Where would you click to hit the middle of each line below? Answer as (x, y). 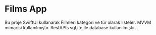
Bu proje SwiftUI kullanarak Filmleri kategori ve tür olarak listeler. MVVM (78, 22)
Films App (26, 9)
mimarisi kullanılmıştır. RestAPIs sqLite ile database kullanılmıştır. (70, 27)
